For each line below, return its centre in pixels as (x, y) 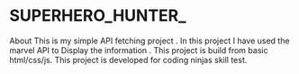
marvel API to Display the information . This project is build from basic (139, 50)
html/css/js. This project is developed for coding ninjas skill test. (128, 60)
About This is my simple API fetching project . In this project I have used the (149, 41)
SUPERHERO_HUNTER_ (98, 16)
